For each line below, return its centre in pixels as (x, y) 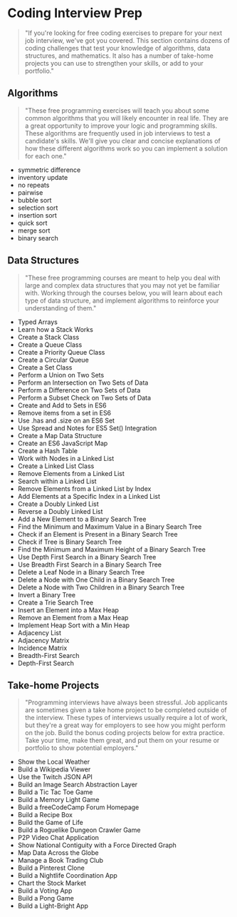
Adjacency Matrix (43, 640)
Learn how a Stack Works (56, 329)
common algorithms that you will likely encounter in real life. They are (127, 118)
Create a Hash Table (48, 450)
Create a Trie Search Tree (56, 602)
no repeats (33, 185)
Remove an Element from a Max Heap (73, 617)
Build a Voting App (45, 891)
